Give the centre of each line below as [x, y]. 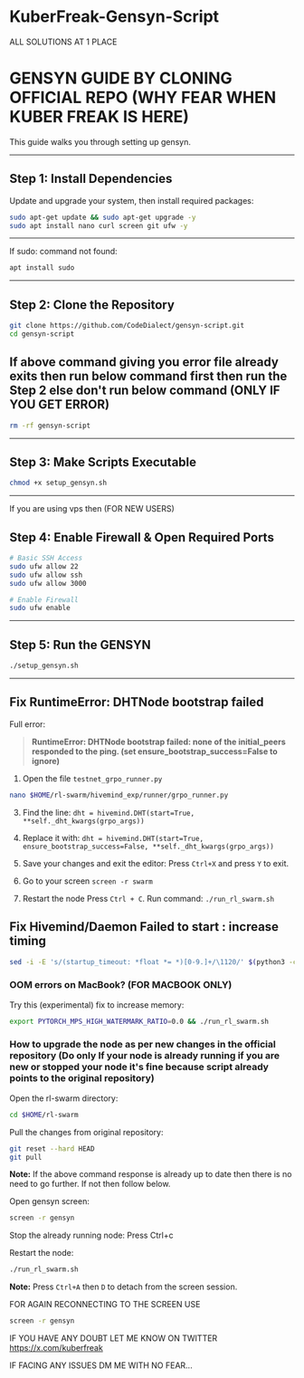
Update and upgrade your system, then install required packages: [132, 200]
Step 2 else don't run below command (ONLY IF [145, 391]
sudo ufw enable [40, 608]
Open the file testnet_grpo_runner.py [92, 778]
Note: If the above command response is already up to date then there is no [151, 1174]
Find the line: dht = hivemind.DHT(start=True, [109, 812]
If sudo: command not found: [63, 252]
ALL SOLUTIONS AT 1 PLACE [63, 42]
